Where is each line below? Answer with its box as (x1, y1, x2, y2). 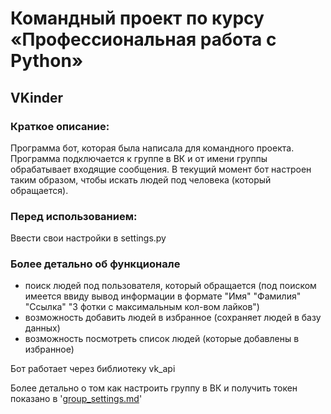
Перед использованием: (10, 209, 138, 223)
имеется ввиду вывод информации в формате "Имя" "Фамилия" (24, 290, 302, 302)
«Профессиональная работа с (10, 28, 277, 51)
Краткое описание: (10, 119, 110, 133)
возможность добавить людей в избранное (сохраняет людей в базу (24, 312, 322, 324)
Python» (10, 50, 84, 72)
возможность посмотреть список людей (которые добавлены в (24, 333, 300, 345)
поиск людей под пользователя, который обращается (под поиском (24, 280, 317, 292)
